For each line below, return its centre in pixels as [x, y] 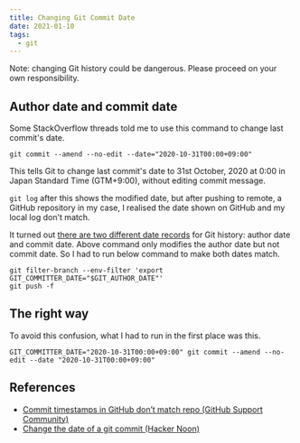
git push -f [32, 286]
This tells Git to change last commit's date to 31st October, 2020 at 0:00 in [148, 171]
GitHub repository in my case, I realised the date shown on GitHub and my [147, 208]
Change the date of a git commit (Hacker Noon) [111, 429]
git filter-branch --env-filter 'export [87, 271]
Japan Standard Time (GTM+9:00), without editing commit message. [138, 180]
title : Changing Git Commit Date [72, 18]
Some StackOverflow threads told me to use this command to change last [146, 128]
